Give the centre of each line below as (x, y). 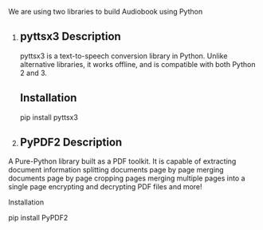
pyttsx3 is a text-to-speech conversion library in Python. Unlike (124, 56)
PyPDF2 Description (71, 143)
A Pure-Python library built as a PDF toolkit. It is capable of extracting (122, 161)
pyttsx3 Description (70, 36)
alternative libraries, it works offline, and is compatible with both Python (137, 64)
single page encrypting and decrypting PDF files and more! (105, 187)
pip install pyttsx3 (49, 117)
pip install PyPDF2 (38, 218)
